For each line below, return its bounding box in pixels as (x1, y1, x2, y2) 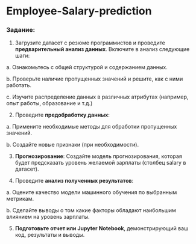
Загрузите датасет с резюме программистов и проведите (14, 39, 166, 46)
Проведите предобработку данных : (14, 111, 110, 118)
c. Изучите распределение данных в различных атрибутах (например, (6, 93, 189, 100)
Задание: (6, 26, 35, 34)
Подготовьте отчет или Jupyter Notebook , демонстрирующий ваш (14, 225, 189, 232)
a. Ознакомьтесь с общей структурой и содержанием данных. (6, 64, 168, 71)
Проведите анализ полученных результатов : (14, 177, 134, 185)
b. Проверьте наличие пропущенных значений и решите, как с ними (6, 75, 183, 82)
